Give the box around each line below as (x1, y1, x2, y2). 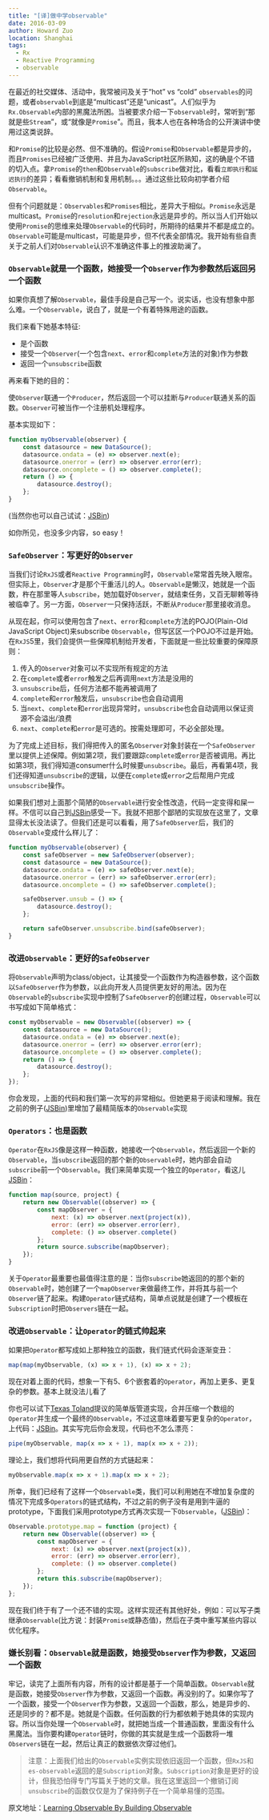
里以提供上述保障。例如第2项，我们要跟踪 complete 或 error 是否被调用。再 (8, 750, 249, 761)
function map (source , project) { (8, 1191, 120, 1199)
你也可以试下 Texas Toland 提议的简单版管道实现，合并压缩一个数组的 (8, 1404, 235, 1413)
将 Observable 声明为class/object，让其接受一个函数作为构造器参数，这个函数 (8, 972, 260, 982)
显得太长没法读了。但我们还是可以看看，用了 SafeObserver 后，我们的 (8, 818, 234, 827)
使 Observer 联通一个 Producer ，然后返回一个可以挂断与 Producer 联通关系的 (8, 393, 249, 403)
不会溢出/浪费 (26, 713, 72, 723)
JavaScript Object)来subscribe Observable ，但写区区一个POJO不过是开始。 (8, 626, 258, 637)
